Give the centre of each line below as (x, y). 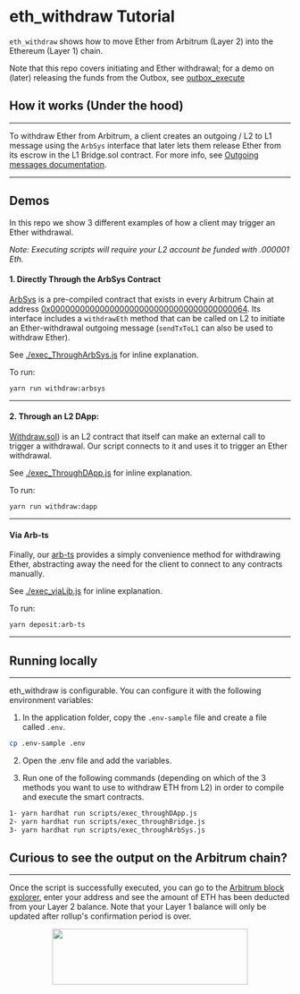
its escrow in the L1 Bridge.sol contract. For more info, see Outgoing (134, 155)
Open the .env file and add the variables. (97, 760)
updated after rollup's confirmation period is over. (100, 916)
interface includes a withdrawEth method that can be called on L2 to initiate (147, 318)
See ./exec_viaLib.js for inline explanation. (86, 591)
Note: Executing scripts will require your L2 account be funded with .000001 (150, 249)
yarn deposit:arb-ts (48, 625)
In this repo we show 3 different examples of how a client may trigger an (142, 222)
